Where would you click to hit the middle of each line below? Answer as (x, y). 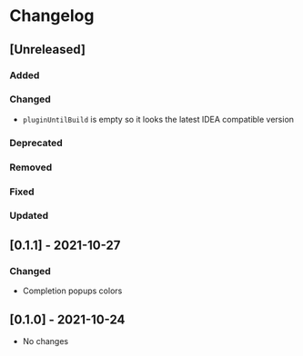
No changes (45, 341)
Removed (31, 167)
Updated (29, 216)
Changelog (52, 16)
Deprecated (36, 143)
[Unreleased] (48, 49)
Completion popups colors (72, 291)
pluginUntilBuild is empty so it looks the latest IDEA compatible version (158, 119)
